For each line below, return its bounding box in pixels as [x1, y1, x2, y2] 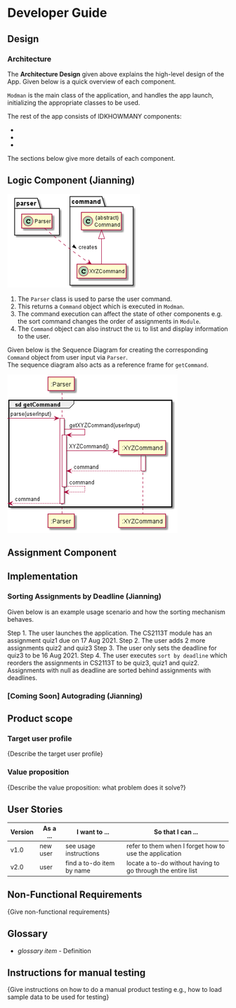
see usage [65, 842, 96, 851]
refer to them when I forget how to [126, 842, 225, 851]
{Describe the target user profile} [7, 750, 103, 758]
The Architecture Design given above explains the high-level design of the [7, 70, 225, 78]
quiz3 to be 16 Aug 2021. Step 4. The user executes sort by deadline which [7, 651, 228, 660]
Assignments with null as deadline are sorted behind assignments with [7, 666, 211, 674]
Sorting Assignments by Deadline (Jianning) [7, 591, 162, 601]
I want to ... [77, 827, 110, 837]
